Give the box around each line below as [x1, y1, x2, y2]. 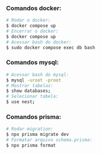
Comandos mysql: [6, 59, 59, 67]
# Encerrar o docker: [6, 28, 59, 35]
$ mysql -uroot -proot [6, 77, 61, 83]
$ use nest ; [6, 99, 35, 105]
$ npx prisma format [6, 142, 57, 149]
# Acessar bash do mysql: [6, 71, 69, 77]
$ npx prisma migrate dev [6, 132, 69, 138]
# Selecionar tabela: [6, 94, 59, 100]
